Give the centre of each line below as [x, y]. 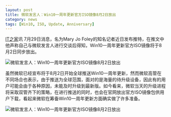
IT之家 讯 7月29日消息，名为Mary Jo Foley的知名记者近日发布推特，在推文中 [85, 39]
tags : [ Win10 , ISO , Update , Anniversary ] [50, 24]
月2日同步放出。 [22, 52]
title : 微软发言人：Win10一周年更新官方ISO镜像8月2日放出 [61, 15]
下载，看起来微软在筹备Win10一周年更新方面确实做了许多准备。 [76, 99]
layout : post [19, 10]
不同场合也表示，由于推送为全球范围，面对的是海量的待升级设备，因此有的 [83, 80]
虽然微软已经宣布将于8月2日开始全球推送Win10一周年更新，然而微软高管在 [83, 73]
